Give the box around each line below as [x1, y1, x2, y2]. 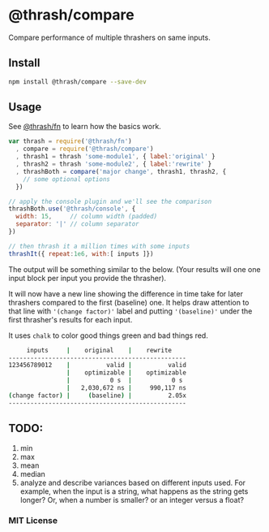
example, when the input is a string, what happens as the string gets [19, 486, 249, 496]
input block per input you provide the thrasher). [8, 273, 167, 283]
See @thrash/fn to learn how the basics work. [8, 122, 162, 132]
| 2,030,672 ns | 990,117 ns [66, 384, 186, 392]
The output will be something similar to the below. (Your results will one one [8, 264, 261, 274]
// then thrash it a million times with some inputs [8, 242, 190, 250]
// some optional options [23, 175, 111, 184]
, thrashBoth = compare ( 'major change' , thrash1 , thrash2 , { [15, 167, 227, 175]
